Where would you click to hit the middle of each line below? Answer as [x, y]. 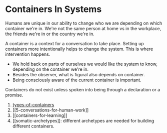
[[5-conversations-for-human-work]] [50, 110]
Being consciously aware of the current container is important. [77, 80]
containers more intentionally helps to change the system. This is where [79, 49]
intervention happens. [28, 54]
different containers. [33, 126]
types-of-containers [33, 104]
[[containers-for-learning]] [40, 115]
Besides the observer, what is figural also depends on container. [78, 74]
